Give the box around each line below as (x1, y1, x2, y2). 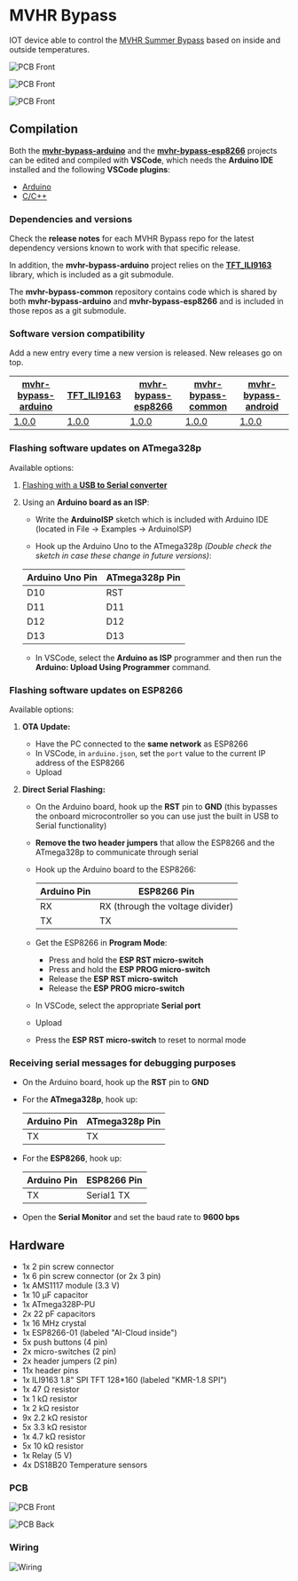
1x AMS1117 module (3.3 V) (21, 1281, 120, 1291)
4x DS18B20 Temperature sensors (21, 1459, 148, 1471)
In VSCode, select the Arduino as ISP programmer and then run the (35, 652, 282, 663)
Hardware (9, 1237, 65, 1253)
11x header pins (21, 1365, 79, 1376)
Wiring (9, 1541, 40, 1553)
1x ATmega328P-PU (21, 1299, 96, 1310)
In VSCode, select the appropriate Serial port (35, 1000, 201, 1010)
